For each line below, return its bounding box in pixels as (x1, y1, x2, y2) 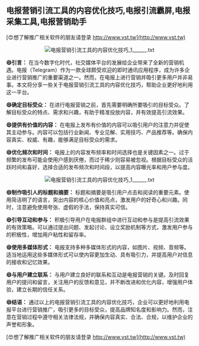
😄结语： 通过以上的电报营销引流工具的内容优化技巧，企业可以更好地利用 (6, 299, 185, 306)
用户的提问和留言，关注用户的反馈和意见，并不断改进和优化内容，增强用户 (6, 278, 188, 285)
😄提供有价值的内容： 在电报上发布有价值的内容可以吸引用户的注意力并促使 (6, 121, 190, 128)
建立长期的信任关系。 (16, 285, 69, 293)
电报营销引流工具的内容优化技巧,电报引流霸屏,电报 (6, 5, 191, 16)
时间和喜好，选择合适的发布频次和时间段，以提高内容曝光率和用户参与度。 (11, 163, 193, 170)
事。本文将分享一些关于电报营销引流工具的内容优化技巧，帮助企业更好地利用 (6, 81, 193, 88)
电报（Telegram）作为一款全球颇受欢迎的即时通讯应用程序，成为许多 (16, 66, 185, 73)
